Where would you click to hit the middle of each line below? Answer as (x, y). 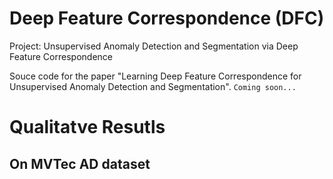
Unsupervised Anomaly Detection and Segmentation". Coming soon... (153, 86)
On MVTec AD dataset (80, 163)
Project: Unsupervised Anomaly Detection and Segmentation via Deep (154, 46)
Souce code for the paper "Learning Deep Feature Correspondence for (155, 76)
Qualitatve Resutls (87, 127)
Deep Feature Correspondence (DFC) (167, 18)
